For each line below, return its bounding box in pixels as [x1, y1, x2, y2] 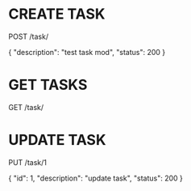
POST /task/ [8, 32, 49, 41]
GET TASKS [8, 76, 88, 94]
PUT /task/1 [8, 157, 47, 167]
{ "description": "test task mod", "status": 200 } [8, 47, 166, 57]
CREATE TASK [8, 5, 106, 23]
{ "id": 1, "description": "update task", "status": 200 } [8, 173, 184, 183]
